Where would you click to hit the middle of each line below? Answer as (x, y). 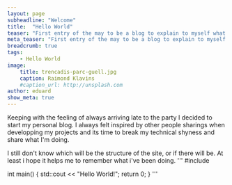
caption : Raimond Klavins (57, 78)
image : (17, 65)
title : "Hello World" (40, 26)
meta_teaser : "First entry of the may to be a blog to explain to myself (117, 40)
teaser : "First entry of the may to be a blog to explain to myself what (117, 33)
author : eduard (29, 91)
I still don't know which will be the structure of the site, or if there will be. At (115, 153)
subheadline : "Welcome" (42, 20)
